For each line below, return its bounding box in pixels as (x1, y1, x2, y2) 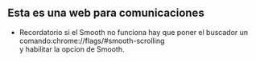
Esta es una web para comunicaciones (7, 6, 204, 20)
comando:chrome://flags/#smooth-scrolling (19, 36, 165, 45)
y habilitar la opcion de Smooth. (19, 44, 125, 54)
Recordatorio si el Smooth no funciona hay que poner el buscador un (19, 27, 249, 37)
